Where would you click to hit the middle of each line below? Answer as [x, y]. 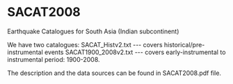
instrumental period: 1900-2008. [54, 59]
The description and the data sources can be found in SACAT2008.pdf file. [114, 73]
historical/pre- [184, 44]
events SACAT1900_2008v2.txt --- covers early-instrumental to [135, 52]
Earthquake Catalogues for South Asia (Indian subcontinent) [93, 31]
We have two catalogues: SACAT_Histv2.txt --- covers [85, 44]
